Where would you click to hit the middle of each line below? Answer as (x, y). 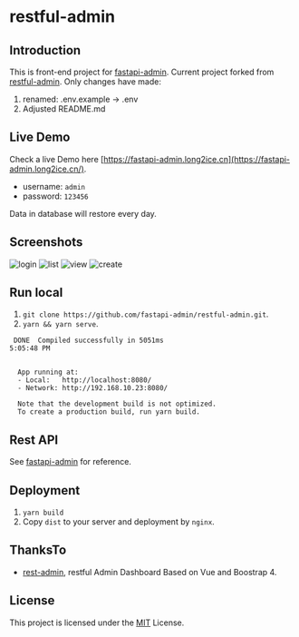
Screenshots (46, 242)
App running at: (48, 372)
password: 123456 (55, 196)
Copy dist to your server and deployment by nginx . (118, 522)
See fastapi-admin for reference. (70, 462)
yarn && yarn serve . (60, 324)
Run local (36, 293)
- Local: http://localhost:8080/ (85, 380)
